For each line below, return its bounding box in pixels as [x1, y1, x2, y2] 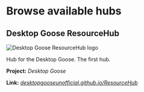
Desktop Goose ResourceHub [6, 28, 119, 38]
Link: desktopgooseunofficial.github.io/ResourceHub [6, 79, 138, 86]
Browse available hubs [6, 4, 122, 18]
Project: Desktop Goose [6, 67, 66, 75]
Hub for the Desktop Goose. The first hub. [6, 56, 111, 63]
